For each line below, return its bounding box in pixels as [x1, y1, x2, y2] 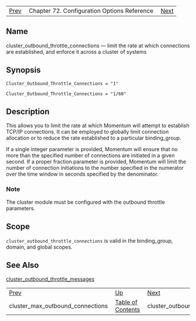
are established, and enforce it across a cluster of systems [6, 48, 147, 55]
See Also [6, 260, 39, 270]
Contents [114, 306, 141, 314]
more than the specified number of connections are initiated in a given [6, 152, 175, 159]
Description [6, 107, 50, 117]
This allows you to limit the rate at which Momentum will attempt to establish [6, 122, 190, 129]
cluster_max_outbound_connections [9, 302, 108, 310]
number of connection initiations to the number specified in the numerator [6, 165, 184, 172]
